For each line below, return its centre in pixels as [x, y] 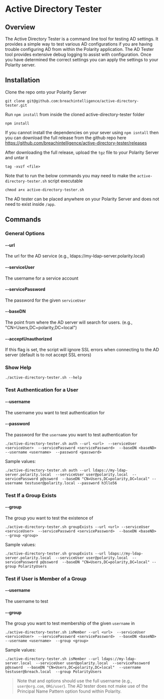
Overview [20, 27]
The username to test [27, 602]
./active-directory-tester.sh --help [44, 378]
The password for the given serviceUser [46, 300]
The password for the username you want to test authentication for [71, 434]
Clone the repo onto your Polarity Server [46, 92]
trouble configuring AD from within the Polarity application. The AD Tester [80, 49]
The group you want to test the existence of [49, 518]
